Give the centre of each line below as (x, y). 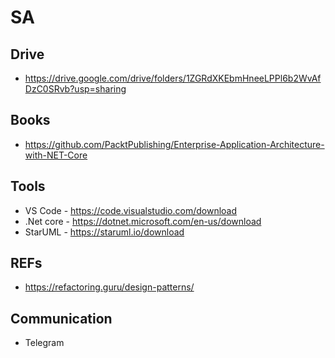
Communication (61, 318)
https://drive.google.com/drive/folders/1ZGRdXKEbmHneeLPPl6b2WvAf (173, 78)
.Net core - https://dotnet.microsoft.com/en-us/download (143, 221)
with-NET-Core (56, 155)
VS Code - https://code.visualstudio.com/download (131, 210)
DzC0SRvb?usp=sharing (75, 89)
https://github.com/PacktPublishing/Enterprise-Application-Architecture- (174, 144)
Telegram (44, 343)
